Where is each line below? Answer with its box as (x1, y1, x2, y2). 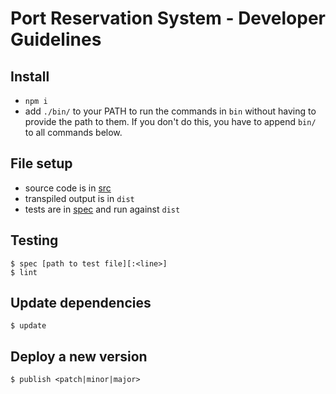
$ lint (10, 267, 38, 277)
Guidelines (10, 28, 102, 51)
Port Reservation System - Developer (10, 7, 326, 30)
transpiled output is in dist (24, 192, 135, 204)
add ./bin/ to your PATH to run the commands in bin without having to (24, 105, 317, 117)
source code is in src (24, 182, 112, 194)
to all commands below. (24, 127, 123, 138)
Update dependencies (10, 295, 152, 312)
